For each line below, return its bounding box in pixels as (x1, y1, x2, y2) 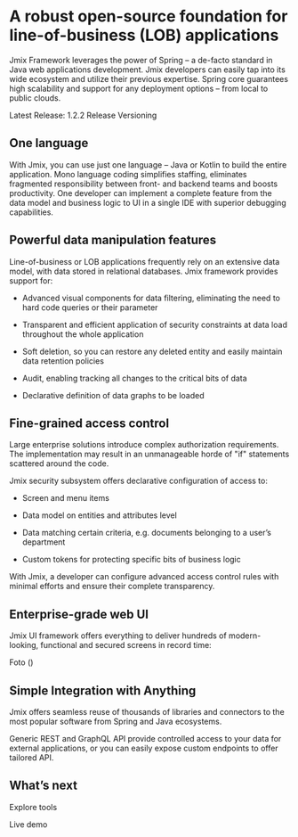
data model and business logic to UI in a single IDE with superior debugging (9, 197, 286, 208)
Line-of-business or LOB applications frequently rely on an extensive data (9, 256, 280, 267)
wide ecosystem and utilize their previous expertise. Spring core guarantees (9, 73, 289, 84)
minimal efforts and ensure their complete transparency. (9, 581, 215, 592)
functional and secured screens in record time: (40, 640, 212, 651)
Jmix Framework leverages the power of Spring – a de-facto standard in (9, 54, 273, 65)
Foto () (9, 657, 34, 668)
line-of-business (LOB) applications (9, 25, 279, 45)
